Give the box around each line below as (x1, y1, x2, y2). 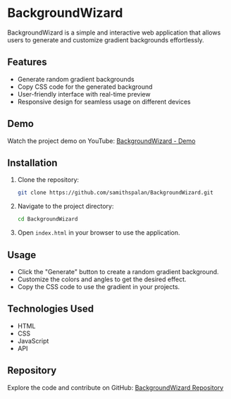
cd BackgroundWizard (17, 216, 78, 223)
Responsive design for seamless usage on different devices (17, 97, 192, 106)
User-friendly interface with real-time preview (17, 90, 151, 98)
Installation (7, 156, 58, 168)
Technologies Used (7, 303, 94, 315)
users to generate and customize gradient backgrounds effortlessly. (7, 35, 204, 44)
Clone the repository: (17, 176, 80, 184)
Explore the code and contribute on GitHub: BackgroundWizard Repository (7, 383, 224, 392)
